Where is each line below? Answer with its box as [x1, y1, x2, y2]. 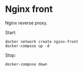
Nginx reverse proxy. [5, 20, 48, 26]
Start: [5, 29, 16, 35]
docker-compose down [5, 62, 48, 67]
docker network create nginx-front [5, 39, 79, 44]
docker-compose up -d [5, 43, 50, 48]
